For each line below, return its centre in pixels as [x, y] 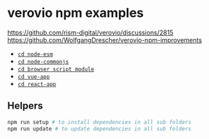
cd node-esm [35, 54]
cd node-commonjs [43, 61]
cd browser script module [56, 69]
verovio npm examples [75, 13]
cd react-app [37, 84]
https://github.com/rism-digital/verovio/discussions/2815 [90, 32]
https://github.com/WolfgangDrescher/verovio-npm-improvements [105, 40]
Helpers [25, 106]
